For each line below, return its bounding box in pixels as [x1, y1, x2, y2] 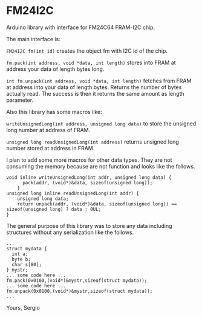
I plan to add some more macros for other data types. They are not [6, 156, 172, 164]
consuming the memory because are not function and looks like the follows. [6, 162, 195, 170]
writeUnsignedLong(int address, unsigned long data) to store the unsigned [6, 119, 197, 127]
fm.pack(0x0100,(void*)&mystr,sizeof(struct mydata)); [6, 277, 148, 284]
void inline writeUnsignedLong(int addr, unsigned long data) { [6, 174, 172, 181]
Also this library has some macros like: [6, 108, 102, 115]
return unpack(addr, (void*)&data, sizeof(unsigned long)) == [17, 201, 177, 207]
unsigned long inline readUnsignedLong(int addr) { [6, 190, 139, 196]
